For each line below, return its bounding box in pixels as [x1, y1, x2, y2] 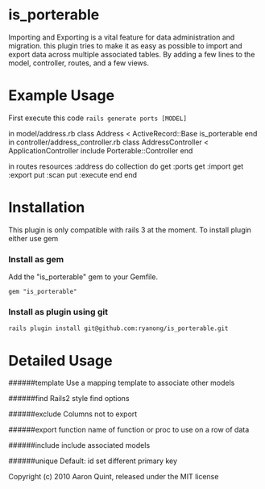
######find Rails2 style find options [8, 394, 130, 403]
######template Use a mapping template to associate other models [8, 378, 235, 388]
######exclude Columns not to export [8, 409, 138, 419]
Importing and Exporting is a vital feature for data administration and [8, 32, 235, 42]
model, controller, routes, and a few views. [8, 58, 149, 68]
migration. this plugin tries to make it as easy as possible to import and [8, 40, 243, 50]
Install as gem [8, 253, 64, 265]
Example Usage [8, 86, 115, 105]
